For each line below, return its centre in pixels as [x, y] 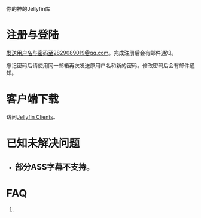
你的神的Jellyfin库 [28, 9]
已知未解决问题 [43, 144]
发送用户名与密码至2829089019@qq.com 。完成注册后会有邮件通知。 [92, 53]
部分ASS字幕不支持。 [54, 167]
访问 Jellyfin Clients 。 [32, 117]
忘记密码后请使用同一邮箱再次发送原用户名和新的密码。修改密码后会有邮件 [98, 65]
